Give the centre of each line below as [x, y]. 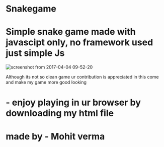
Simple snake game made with [71, 32]
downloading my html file [60, 113]
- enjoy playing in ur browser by [73, 102]
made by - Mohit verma [55, 136]
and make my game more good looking [46, 82]
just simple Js [35, 53]
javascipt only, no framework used [79, 43]
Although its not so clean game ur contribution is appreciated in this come [82, 77]
